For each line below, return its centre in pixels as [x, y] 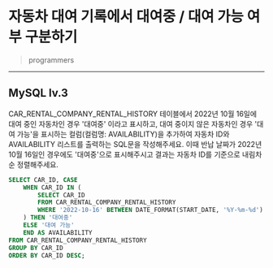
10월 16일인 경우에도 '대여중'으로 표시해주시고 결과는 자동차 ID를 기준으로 [125, 154]
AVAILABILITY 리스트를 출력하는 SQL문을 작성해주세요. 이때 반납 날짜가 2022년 [135, 144]
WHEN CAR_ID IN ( [52, 188]
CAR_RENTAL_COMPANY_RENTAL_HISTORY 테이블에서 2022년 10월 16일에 [133, 114]
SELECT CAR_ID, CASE [43, 179]
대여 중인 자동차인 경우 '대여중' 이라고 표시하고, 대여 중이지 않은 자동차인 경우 [131, 123]
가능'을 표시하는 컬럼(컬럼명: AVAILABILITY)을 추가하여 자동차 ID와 [123, 134]
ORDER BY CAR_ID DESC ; [47, 255]
